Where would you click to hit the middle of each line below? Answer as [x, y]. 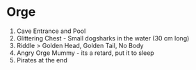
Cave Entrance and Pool [51, 31]
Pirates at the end [42, 60]
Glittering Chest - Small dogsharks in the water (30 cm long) [103, 38]
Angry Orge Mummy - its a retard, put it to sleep [85, 53]
